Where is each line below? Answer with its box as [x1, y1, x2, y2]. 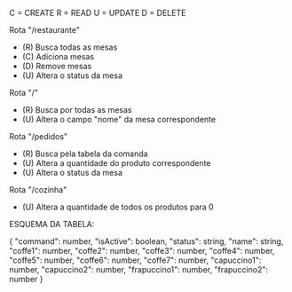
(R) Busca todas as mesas [21, 42, 118, 52]
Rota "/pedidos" [9, 131, 68, 141]
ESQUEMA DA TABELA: [9, 219, 95, 229]
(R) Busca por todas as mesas [21, 105, 132, 114]
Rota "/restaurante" [9, 25, 80, 35]
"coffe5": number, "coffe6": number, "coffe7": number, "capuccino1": [9, 255, 262, 265]
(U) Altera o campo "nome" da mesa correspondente [21, 114, 216, 124]
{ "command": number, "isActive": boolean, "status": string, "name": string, [9, 236, 284, 247]
